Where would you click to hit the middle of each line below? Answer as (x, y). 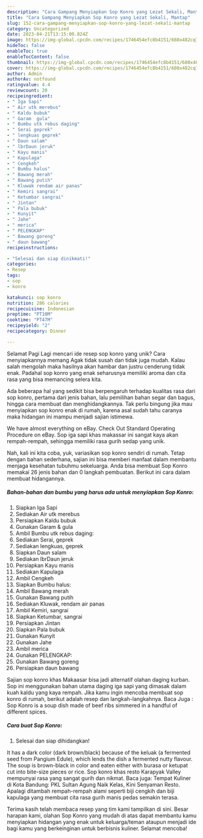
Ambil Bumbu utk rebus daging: (55, 533)
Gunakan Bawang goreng (47, 661)
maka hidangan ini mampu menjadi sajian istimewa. (70, 417)
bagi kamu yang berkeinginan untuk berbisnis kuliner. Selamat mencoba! (97, 828)
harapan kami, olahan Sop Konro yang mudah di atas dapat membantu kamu (102, 815)
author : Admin (25, 74)
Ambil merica (32, 648)
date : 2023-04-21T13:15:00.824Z (47, 34)
